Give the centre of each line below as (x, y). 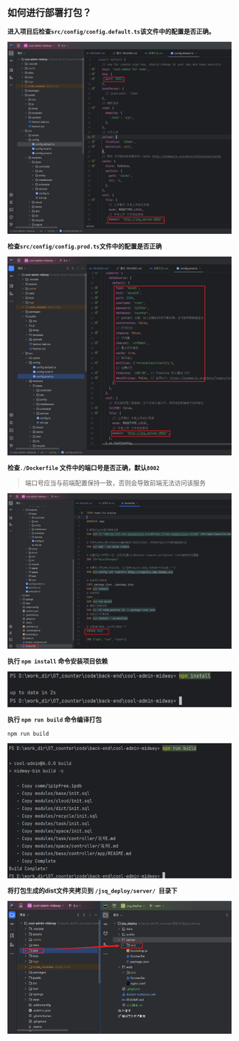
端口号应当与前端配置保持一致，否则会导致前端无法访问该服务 (115, 483)
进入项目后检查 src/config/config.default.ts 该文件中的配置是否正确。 (111, 31)
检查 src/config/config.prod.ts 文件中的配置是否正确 (85, 246)
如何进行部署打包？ (49, 13)
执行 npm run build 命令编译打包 (54, 719)
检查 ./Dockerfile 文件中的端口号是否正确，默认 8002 (84, 468)
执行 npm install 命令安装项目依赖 (58, 661)
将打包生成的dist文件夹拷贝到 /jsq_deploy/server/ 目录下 (92, 891)
